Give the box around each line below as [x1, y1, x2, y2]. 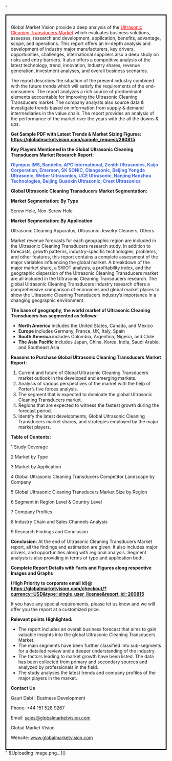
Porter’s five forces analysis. [18, 386, 78, 392]
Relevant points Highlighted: [11, 616, 73, 622]
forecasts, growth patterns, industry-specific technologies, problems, [11, 248, 157, 254]
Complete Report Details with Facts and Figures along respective [11, 565, 152, 571]
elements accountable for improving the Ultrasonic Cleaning [11, 94, 138, 100]
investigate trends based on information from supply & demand [11, 105, 144, 111]
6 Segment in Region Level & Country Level [11, 499, 102, 505]
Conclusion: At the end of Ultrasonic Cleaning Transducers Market [11, 538, 153, 545]
